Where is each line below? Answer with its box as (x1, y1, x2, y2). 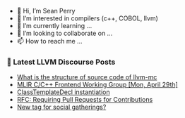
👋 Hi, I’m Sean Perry (16, 7, 76, 15)
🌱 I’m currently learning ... (16, 22, 92, 29)
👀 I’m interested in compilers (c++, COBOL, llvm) (16, 14, 158, 22)
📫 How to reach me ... (16, 37, 83, 45)
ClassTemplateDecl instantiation (16, 88, 110, 96)
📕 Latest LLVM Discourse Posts (6, 57, 116, 67)
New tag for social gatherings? (16, 103, 107, 112)
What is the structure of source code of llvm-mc (16, 73, 157, 81)
